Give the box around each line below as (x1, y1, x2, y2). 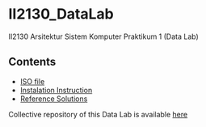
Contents (8, 55, 57, 69)
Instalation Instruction (19, 85, 93, 95)
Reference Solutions (19, 94, 88, 104)
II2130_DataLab (8, 5, 115, 23)
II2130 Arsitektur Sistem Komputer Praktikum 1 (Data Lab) (8, 32, 200, 41)
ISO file (19, 76, 45, 86)
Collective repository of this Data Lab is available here (8, 109, 188, 119)
